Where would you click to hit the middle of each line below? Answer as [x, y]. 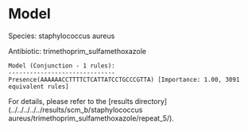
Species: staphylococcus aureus [62, 36]
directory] [151, 101]
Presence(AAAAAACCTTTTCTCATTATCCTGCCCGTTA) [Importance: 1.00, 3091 [124, 79]
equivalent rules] [39, 87]
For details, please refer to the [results [71, 101]
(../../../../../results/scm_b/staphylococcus [76, 110]
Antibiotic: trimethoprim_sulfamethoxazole [77, 51]
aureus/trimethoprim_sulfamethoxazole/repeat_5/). [91, 118]
